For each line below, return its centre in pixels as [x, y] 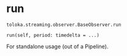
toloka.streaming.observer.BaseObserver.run [64, 25]
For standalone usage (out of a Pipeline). [57, 46]
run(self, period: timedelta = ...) [53, 35]
